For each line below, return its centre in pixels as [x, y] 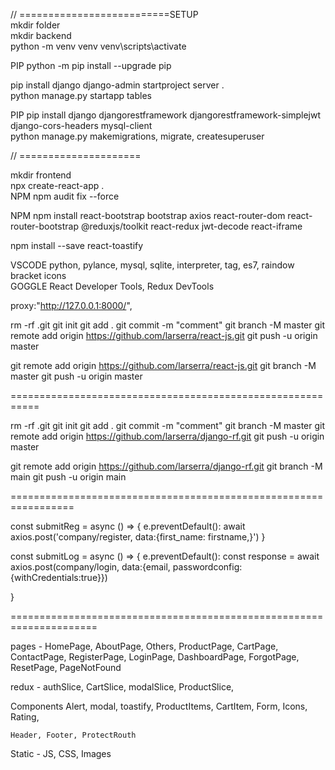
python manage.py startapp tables [81, 95]
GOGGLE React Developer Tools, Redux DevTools [112, 286]
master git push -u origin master [76, 376]
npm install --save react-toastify [77, 245]
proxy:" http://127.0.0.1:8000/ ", [71, 305]
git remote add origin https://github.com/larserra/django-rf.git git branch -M [166, 466]
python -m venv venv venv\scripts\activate [98, 46]
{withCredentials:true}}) [59, 577]
